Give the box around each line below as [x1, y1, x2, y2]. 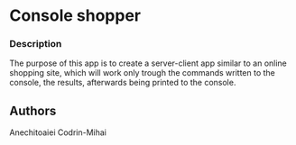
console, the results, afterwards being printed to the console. [9, 77, 236, 88]
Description [9, 38, 62, 50]
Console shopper [9, 5, 142, 26]
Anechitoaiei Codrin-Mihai [9, 127, 106, 138]
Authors [9, 103, 57, 118]
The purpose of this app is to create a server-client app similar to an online [9, 58, 287, 68]
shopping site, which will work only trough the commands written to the [9, 68, 275, 78]
